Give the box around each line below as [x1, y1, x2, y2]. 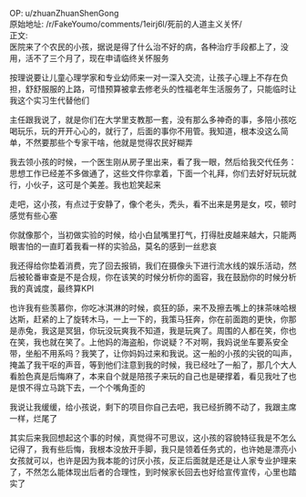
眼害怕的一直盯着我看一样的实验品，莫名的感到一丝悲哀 [9, 241, 217, 252]
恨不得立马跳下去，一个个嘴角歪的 [16, 382, 146, 393]
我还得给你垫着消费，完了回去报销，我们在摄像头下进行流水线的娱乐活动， [9, 260, 289, 271]
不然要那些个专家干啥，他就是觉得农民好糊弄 [25, 137, 193, 148]
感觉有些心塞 [9, 210, 57, 221]
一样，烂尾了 [9, 413, 57, 423]
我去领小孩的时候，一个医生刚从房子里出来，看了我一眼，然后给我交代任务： [9, 157, 297, 167]
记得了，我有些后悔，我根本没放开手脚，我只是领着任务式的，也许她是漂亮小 [9, 444, 297, 454]
